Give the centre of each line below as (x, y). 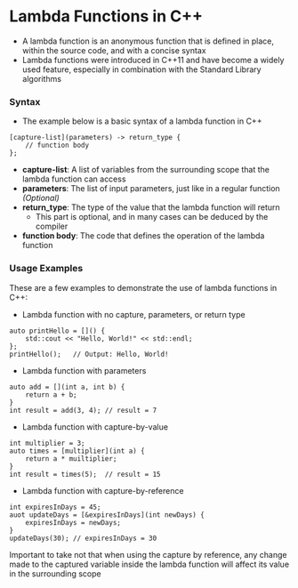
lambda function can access (74, 179)
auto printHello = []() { (57, 331)
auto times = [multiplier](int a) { (77, 451)
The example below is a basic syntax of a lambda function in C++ (142, 121)
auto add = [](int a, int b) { (67, 387)
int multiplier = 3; (48, 443)
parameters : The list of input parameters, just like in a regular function (151, 189)
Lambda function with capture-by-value (95, 427)
